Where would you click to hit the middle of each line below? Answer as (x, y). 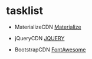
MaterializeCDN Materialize (48, 27)
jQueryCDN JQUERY (40, 38)
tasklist (24, 11)
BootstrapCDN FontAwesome (50, 49)
